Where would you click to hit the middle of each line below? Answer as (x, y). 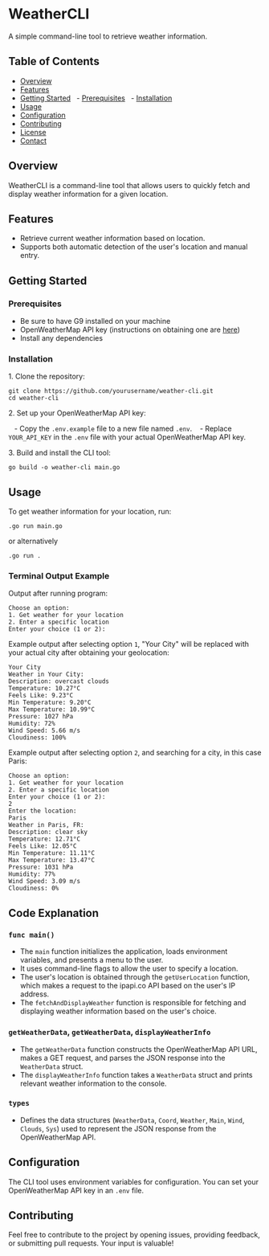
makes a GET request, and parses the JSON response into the (122, 1058)
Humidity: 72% (32, 724)
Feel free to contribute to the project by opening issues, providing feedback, (134, 1235)
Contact (33, 141)
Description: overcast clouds (59, 681)
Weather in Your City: (46, 675)
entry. (30, 256)
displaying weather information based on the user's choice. (118, 1011)
